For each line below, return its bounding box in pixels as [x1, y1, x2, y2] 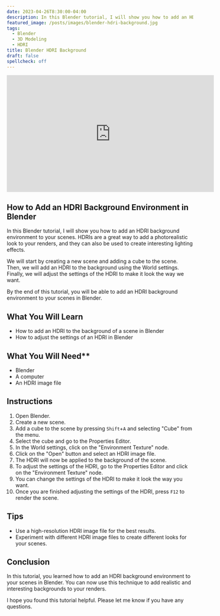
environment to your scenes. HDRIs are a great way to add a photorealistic [7, 234, 188, 241]
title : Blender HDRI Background [7, 47, 86, 53]
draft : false [7, 53, 39, 59]
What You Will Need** [7, 351, 90, 361]
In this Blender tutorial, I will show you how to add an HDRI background [7, 227, 180, 234]
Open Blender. [15, 412, 51, 419]
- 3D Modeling [12, 36, 47, 42]
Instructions [7, 396, 53, 407]
